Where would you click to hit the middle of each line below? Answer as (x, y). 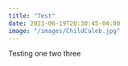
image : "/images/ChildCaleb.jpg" (64, 31)
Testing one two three (45, 54)
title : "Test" (32, 16)
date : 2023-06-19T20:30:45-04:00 (64, 23)
